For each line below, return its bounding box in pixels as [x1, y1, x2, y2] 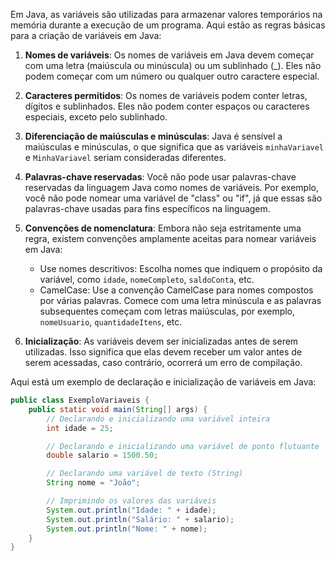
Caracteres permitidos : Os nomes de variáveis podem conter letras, [24, 90, 308, 101]
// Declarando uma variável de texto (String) [46, 469, 244, 479]
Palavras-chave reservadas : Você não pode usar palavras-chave [24, 171, 297, 183]
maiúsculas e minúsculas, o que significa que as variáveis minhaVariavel [24, 141, 325, 153]
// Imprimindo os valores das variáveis [46, 496, 217, 506]
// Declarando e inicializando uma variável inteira [46, 414, 271, 424]
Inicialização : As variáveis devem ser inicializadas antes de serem [24, 335, 299, 347]
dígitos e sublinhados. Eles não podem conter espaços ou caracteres [24, 100, 310, 112]
